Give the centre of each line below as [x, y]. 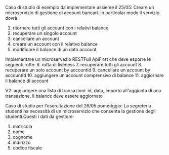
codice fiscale [27, 148]
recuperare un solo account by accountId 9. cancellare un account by [78, 70]
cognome [23, 137]
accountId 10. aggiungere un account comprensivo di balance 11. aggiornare [85, 75]
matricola [22, 126]
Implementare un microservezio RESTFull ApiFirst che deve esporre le [78, 59]
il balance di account [27, 81]
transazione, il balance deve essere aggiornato [54, 96]
